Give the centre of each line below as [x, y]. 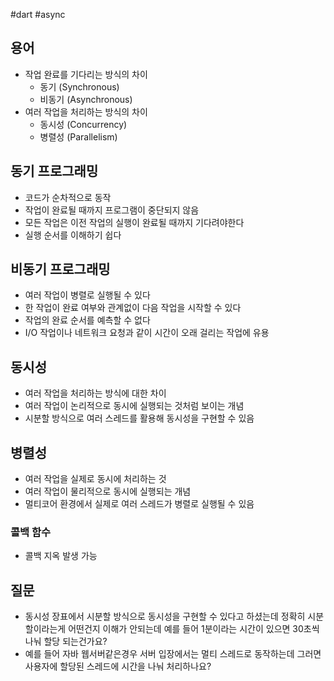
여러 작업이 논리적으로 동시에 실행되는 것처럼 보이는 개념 [134, 406]
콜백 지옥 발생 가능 [61, 556]
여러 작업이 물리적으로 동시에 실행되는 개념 [108, 491]
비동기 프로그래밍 [60, 269]
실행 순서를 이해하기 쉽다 [73, 235]
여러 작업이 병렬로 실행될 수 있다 [87, 295]
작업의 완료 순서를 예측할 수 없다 [87, 320]
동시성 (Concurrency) [83, 124]
